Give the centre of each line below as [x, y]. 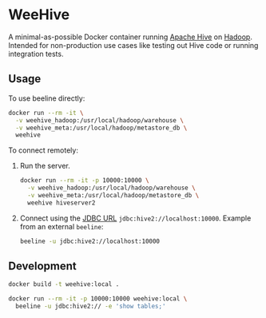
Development [43, 266]
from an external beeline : [62, 226]
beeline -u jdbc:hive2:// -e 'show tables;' [91, 306]
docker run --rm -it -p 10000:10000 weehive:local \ [98, 299]
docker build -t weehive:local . [64, 284]
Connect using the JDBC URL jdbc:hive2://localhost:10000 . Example [135, 218]
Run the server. [45, 166]
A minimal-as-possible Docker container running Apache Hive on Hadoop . [131, 37]
